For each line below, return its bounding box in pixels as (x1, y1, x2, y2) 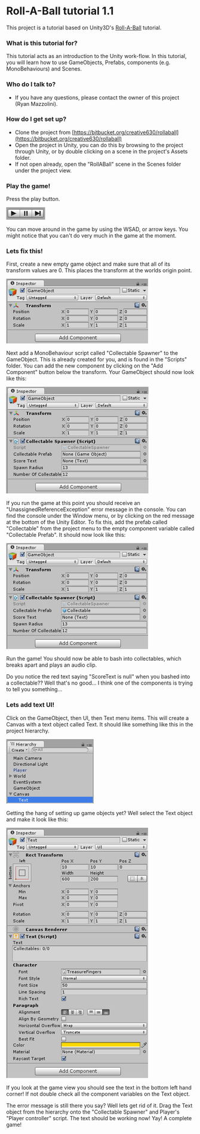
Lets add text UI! (6, 701, 55, 709)
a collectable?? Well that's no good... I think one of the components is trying (6, 679, 193, 686)
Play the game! (6, 181, 51, 190)
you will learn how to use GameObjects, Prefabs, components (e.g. (6, 59, 171, 66)
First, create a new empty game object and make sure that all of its (6, 260, 171, 267)
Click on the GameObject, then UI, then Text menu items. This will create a (6, 714, 189, 722)
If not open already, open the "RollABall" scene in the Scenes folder (14, 160, 181, 168)
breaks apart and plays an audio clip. (6, 661, 97, 668)
